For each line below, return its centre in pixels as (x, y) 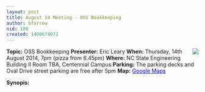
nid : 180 (17, 29)
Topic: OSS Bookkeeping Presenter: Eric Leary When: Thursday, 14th (95, 51)
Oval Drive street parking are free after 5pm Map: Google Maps (86, 71)
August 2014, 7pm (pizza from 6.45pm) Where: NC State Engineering (94, 58)
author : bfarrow (27, 23)
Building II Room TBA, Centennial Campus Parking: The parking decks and (100, 65)
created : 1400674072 (33, 34)
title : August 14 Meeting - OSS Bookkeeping (64, 18)
